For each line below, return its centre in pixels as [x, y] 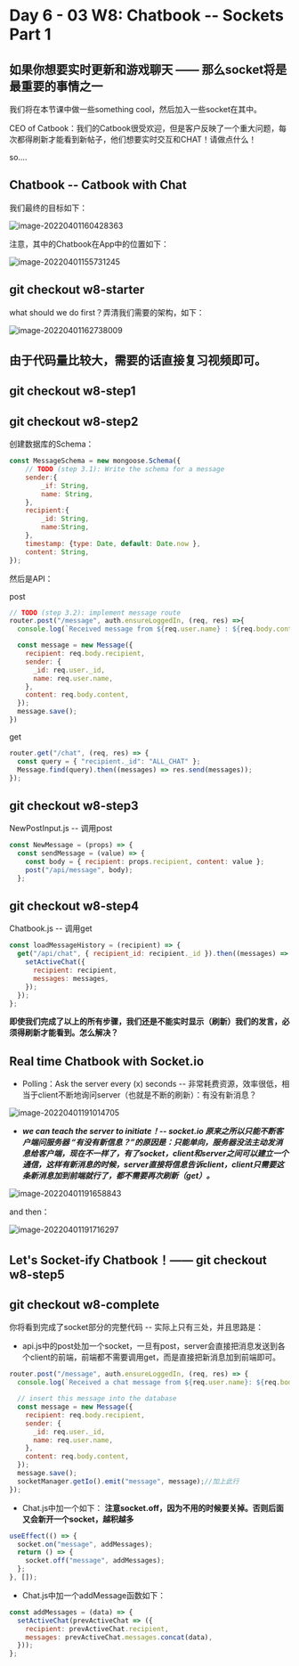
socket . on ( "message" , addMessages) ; [85, 1544]
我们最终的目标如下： [48, 208]
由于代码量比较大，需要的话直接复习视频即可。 [138, 360]
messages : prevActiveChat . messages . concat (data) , [119, 1637]
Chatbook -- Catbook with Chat [98, 185]
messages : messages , [71, 978]
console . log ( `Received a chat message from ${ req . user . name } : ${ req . [149, 1383]
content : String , [57, 552]
